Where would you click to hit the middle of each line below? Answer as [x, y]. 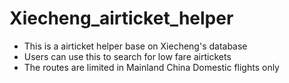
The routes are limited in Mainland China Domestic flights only [151, 67]
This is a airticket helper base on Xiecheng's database [135, 46]
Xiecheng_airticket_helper [121, 18]
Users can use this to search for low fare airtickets [127, 56]
